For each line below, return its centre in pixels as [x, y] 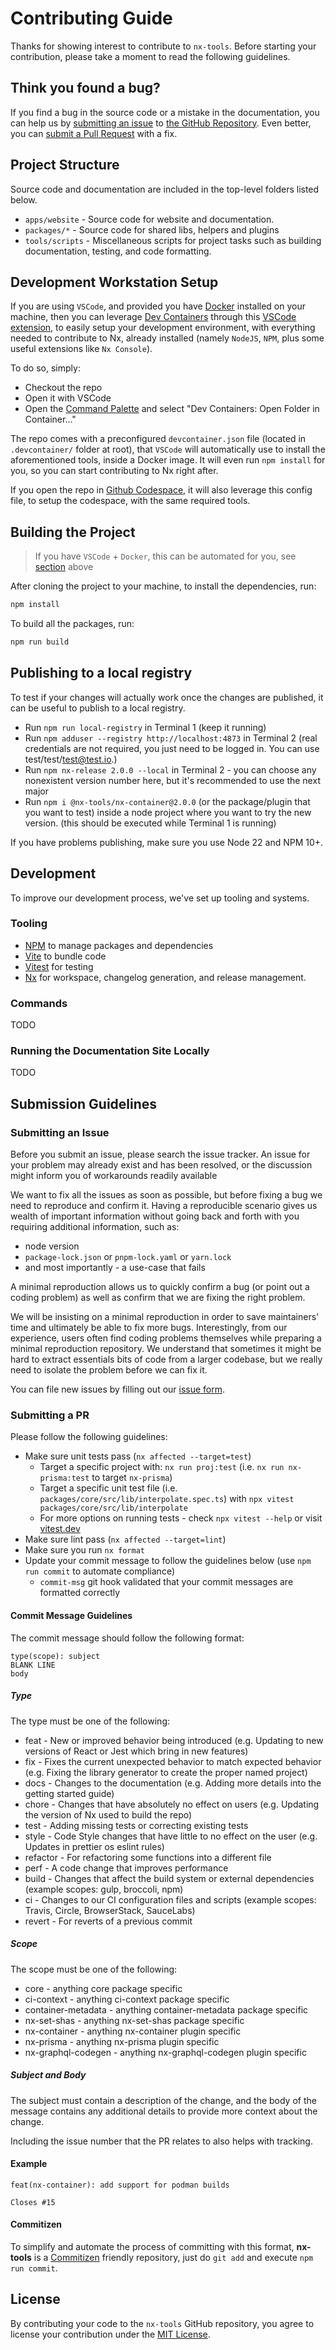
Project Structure [65, 165]
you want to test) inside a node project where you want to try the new [168, 812]
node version [52, 1246]
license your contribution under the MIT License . [110, 2334]
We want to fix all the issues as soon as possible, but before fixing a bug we [166, 1195]
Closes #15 [33, 2202]
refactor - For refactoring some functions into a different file [148, 1857]
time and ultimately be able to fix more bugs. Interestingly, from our [149, 1328]
